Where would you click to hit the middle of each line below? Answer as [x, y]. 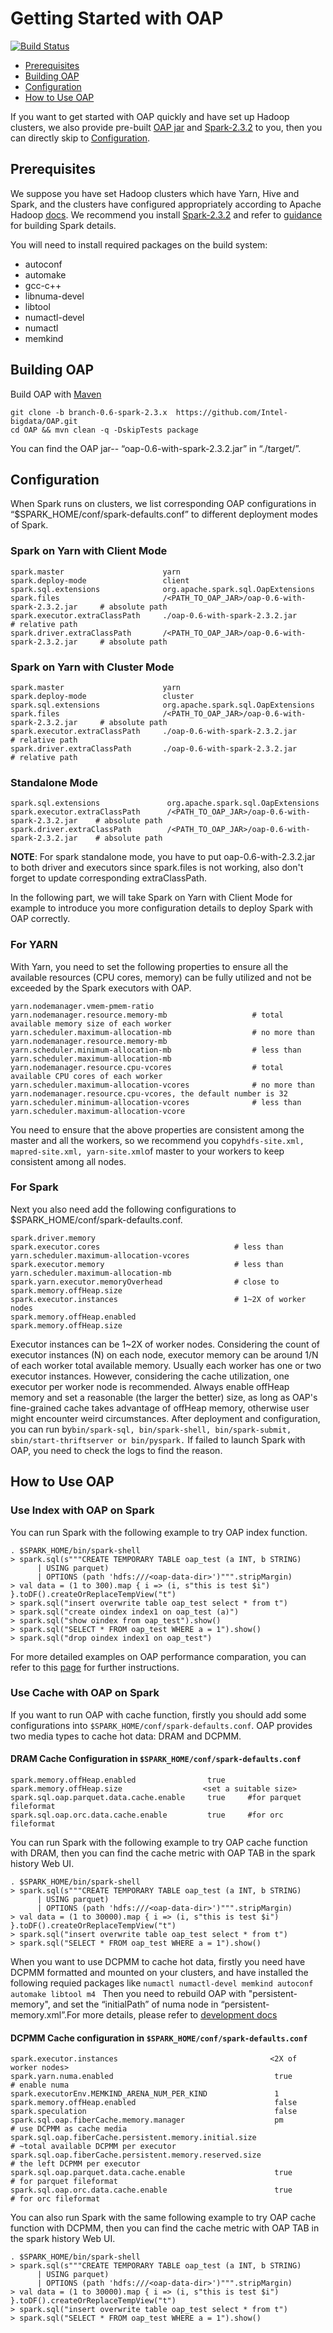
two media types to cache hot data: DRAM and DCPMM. [126, 1736]
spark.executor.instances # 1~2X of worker [158, 1299]
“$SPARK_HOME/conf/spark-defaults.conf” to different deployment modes [164, 514]
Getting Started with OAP [117, 18]
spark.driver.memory [53, 1238]
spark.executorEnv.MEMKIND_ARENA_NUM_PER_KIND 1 [145, 2094]
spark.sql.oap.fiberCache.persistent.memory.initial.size [133, 2138]
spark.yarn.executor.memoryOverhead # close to [145, 1282]
